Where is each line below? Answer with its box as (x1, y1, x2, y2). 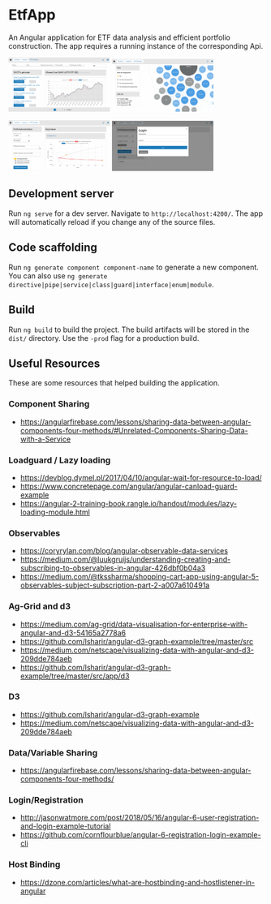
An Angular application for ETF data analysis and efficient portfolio (8, 32, 231, 42)
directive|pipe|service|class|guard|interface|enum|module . (8, 279, 214, 289)
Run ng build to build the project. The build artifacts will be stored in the (8, 325, 250, 334)
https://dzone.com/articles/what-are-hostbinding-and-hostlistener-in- (19, 877, 256, 887)
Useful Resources (8, 356, 101, 370)
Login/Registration (8, 794, 84, 806)
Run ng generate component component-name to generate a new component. (8, 262, 260, 272)
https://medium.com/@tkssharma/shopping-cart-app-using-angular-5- (19, 572, 260, 582)
